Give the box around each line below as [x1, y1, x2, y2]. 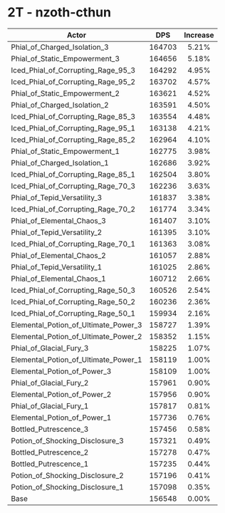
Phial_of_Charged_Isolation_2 [11, 100, 109, 110]
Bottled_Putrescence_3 [11, 424, 89, 434]
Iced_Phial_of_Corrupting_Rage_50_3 [11, 285, 136, 295]
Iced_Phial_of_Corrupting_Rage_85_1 [11, 169, 136, 179]
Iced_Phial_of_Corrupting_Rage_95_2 [11, 76, 136, 86]
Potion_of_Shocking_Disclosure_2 [11, 470, 125, 480]
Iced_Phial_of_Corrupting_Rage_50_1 [11, 308, 136, 318]
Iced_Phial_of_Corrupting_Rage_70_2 [11, 204, 136, 214]
